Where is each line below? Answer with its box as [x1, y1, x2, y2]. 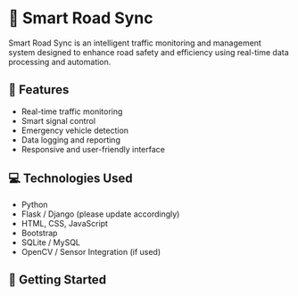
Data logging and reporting [21, 134, 121, 145]
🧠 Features [8, 82, 70, 97]
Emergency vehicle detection [21, 125, 129, 136]
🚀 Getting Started [8, 272, 107, 287]
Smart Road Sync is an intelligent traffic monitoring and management [8, 37, 262, 48]
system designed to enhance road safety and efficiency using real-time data [8, 46, 289, 57]
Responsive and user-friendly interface [21, 144, 166, 154]
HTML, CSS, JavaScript [21, 218, 109, 228]
